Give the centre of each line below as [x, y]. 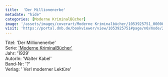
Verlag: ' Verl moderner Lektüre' [38, 69]
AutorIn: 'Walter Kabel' [28, 58]
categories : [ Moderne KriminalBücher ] [45, 19]
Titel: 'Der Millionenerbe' [30, 42]
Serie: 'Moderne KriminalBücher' [39, 48]
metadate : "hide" [23, 14]
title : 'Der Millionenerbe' [35, 10]
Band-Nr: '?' [18, 64]
